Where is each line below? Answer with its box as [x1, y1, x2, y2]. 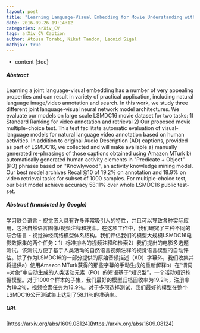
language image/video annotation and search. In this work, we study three [6, 99, 189, 106]
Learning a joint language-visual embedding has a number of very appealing [6, 87, 194, 94]
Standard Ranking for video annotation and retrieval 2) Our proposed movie [6, 118, 191, 125]
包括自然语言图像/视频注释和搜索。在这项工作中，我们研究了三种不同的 [16, 224, 191, 231]
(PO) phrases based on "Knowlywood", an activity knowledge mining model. [6, 162, 193, 169]
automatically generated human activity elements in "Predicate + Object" [6, 156, 185, 163]
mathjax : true [6, 42, 42, 48]
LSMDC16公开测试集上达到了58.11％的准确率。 [6, 291, 120, 298]
